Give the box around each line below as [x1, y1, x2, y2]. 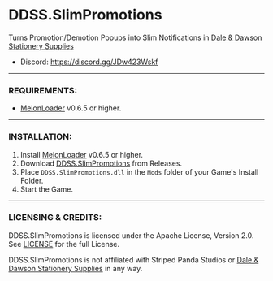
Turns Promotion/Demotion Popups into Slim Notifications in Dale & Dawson [8, 32, 262, 42]
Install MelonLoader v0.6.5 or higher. [19, 149, 144, 159]
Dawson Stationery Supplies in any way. [8, 263, 143, 273]
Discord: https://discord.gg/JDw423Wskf [19, 57, 158, 67]
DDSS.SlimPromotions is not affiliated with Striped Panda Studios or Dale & [8, 254, 259, 265]
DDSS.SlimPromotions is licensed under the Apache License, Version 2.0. [8, 230, 254, 240]
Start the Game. [19, 184, 74, 194]
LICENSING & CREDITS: [8, 212, 102, 223]
